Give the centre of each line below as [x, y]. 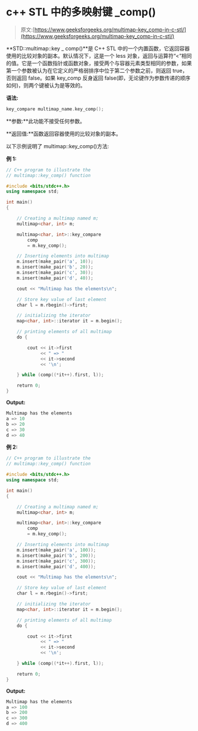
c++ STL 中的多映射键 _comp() [81, 12]
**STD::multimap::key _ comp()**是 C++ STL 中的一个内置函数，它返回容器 [98, 48]
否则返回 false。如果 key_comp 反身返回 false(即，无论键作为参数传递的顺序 [98, 78]
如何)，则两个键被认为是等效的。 [46, 85]
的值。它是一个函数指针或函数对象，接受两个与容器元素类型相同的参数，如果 [99, 63]
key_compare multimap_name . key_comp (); [55, 109]
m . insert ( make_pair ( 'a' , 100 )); [56, 550]
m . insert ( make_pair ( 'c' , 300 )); [56, 561]
